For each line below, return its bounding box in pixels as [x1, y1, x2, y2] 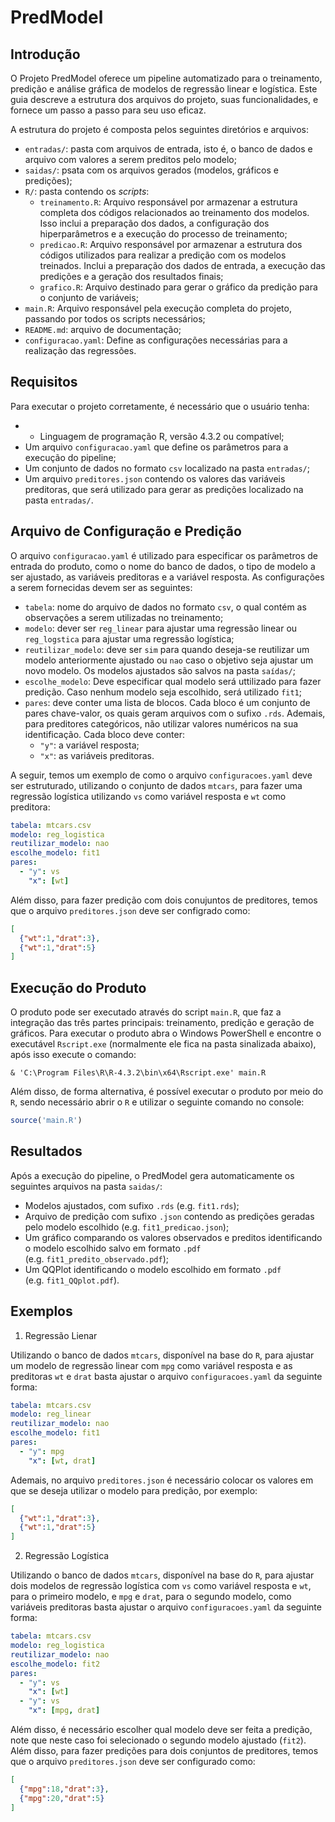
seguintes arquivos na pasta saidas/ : [10, 1180, 163, 1192]
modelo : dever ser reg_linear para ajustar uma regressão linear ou [24, 622, 298, 634]
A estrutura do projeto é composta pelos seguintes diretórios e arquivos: [10, 124, 310, 135]
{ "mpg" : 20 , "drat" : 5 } [19, 1793, 105, 1803]
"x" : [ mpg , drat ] [28, 1706, 101, 1716]
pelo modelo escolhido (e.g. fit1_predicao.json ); [24, 1221, 230, 1233]
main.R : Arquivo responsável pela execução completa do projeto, [24, 302, 292, 314]
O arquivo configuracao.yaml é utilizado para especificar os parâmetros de [10, 549, 319, 561]
